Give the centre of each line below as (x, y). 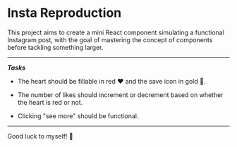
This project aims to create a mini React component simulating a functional (116, 32)
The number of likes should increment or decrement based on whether (120, 95)
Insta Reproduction (65, 13)
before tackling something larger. (55, 47)
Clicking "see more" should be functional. (78, 116)
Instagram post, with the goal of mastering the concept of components (110, 39)
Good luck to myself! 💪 (41, 136)
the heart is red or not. (50, 102)
